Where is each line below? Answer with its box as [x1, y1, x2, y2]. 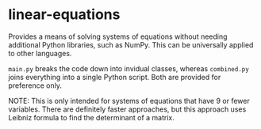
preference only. [8, 81, 62, 90]
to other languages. [8, 48, 72, 58]
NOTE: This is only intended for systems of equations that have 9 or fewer [8, 96, 250, 105]
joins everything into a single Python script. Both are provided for [8, 72, 221, 82]
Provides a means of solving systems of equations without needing [8, 32, 228, 41]
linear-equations [8, 6, 121, 24]
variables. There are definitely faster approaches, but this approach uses [8, 104, 247, 114]
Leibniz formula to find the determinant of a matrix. [8, 112, 175, 122]
